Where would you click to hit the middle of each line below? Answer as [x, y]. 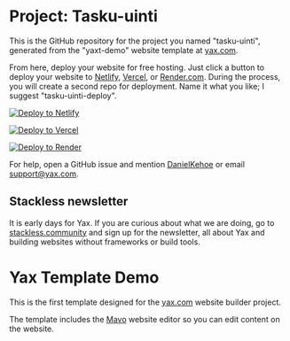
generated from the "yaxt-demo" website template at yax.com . [124, 50]
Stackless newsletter [69, 201]
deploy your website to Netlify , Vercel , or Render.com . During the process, [145, 76]
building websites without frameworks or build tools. [105, 242]
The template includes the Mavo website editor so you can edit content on [145, 319]
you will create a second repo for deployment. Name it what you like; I [137, 86]
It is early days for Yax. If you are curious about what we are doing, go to [142, 222]
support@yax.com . [44, 174]
